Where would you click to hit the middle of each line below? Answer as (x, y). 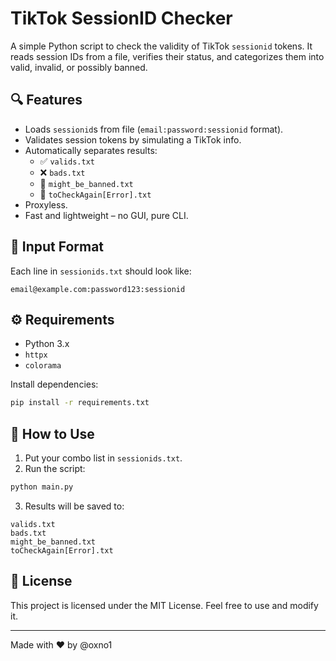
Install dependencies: (54, 384)
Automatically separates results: (91, 150)
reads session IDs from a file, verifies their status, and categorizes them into (167, 56)
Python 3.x (47, 344)
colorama (43, 366)
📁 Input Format (57, 247)
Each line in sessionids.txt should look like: (101, 271)
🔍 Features (46, 100)
